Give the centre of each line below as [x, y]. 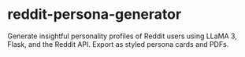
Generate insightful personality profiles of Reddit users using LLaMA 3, [122, 36]
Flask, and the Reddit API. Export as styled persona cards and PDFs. [118, 44]
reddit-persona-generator [95, 14]
